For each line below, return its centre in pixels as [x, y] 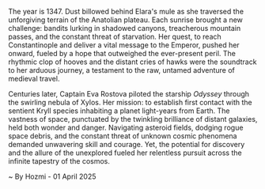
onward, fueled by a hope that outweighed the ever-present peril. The [122, 53]
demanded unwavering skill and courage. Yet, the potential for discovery [127, 144]
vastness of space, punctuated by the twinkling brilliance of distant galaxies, [133, 119]
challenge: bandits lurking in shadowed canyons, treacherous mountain [125, 28]
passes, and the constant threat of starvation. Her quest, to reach [115, 36]
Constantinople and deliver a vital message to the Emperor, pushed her [124, 45]
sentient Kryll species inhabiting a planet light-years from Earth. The [119, 111]
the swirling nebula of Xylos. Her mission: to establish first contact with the [131, 102]
